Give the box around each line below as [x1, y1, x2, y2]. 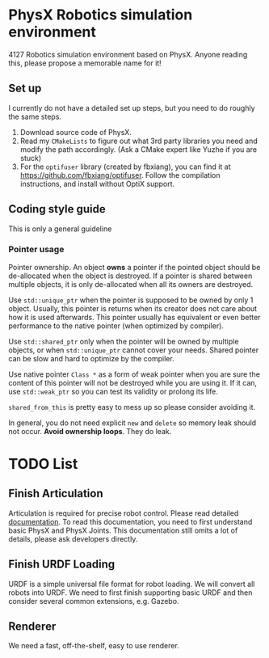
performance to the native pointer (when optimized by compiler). [8, 321, 225, 331]
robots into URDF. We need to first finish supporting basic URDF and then [8, 588, 253, 597]
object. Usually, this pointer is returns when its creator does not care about [8, 303, 257, 313]
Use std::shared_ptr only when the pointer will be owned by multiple [8, 336, 239, 346]
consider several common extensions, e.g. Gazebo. [8, 596, 179, 605]
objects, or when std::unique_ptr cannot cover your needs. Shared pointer [8, 345, 259, 355]
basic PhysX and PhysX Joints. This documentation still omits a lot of [8, 525, 238, 535]
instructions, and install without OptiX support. [19, 179, 175, 188]
